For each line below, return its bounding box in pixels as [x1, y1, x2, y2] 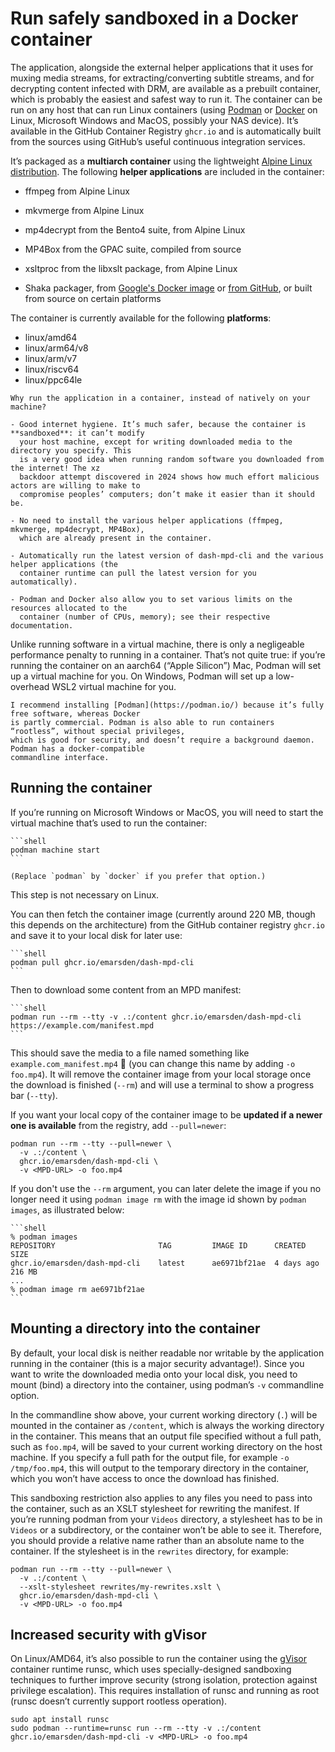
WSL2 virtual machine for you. [51, 680, 177, 692]
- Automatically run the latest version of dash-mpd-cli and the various [10, 550, 325, 561]
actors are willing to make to [10, 480, 141, 491]
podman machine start [10, 845, 101, 855]
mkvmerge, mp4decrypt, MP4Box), [10, 524, 145, 534]
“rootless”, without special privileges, [10, 726, 186, 736]
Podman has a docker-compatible [10, 743, 145, 754]
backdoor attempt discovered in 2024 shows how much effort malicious [19, 472, 320, 482]
